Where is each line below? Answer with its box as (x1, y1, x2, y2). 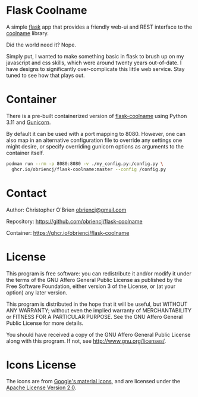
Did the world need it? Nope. (6, 41, 76, 48)
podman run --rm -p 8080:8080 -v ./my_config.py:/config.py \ (6, 160, 164, 167)
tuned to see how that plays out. (6, 72, 85, 79)
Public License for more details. (6, 320, 84, 327)
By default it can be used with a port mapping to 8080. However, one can (6, 130, 186, 137)
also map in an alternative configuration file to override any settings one (6, 137, 183, 144)
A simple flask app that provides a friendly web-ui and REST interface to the (6, 23, 192, 30)
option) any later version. (6, 289, 67, 296)
